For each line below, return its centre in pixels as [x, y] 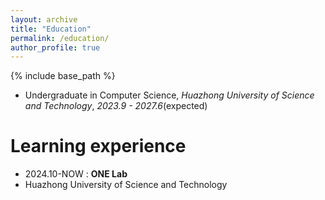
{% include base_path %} [63, 76]
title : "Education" [51, 29]
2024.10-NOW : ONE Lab [76, 174]
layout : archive [44, 19]
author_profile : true [55, 47]
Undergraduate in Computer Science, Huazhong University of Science [169, 95]
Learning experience [98, 146]
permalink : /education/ [60, 38]
